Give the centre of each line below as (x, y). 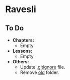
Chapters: (23, 40)
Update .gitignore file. (43, 67)
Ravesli (21, 9)
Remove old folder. (40, 72)
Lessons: (22, 51)
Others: (21, 62)
